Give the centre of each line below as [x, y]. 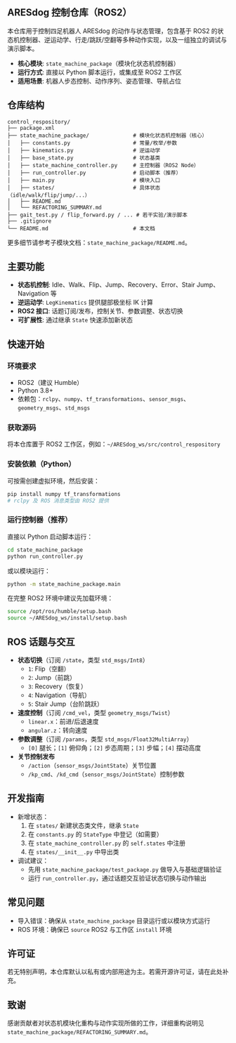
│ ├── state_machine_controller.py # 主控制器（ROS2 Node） [103, 165]
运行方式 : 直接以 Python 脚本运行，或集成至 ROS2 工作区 [100, 72]
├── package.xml [31, 128]
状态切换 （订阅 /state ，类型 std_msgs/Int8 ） [83, 660]
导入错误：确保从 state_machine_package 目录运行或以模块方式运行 [114, 920]
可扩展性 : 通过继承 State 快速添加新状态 [75, 320]
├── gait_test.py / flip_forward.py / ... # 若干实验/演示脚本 [98, 215]
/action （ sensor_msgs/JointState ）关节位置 [92, 765]
